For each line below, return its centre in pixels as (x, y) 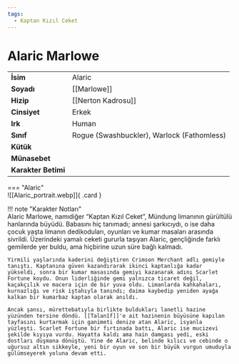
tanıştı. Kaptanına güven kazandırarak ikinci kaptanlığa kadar (105, 266)
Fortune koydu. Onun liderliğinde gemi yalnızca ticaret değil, (105, 279)
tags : (15, 14)
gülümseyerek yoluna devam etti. (57, 353)
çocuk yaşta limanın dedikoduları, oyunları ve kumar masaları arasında (111, 232)
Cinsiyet (26, 113)
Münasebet (31, 159)
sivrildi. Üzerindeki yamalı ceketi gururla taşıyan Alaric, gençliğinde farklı (114, 239)
